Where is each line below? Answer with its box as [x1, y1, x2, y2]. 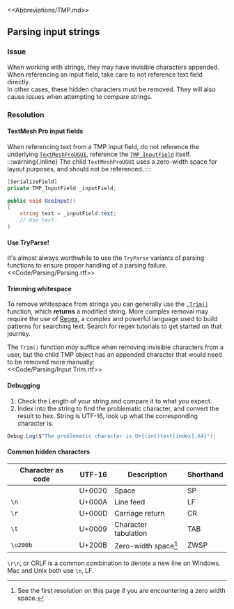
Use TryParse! [7, 238, 50, 247]
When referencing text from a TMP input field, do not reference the [7, 142, 200, 151]
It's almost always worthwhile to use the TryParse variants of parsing [7, 254, 205, 262]
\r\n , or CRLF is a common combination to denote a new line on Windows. [7, 559, 221, 567]
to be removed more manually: [7, 358, 95, 367]
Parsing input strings [7, 26, 100, 38]
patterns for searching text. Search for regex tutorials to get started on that [7, 322, 222, 330]
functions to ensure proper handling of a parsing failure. [7, 261, 169, 270]
